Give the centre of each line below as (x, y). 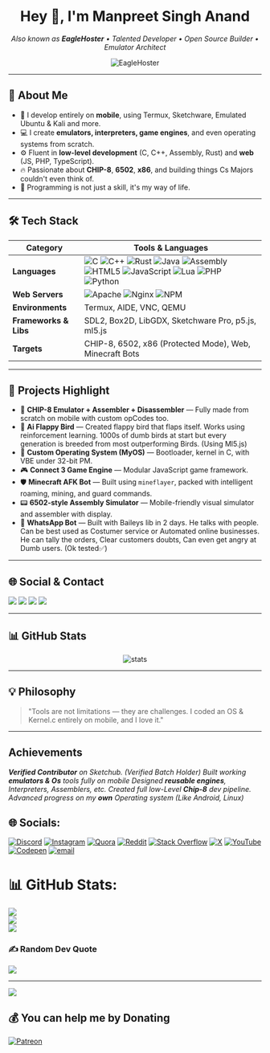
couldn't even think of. (57, 178)
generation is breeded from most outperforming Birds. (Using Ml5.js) (133, 444)
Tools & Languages (171, 247)
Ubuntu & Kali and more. (60, 123)
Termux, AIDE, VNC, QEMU (135, 307)
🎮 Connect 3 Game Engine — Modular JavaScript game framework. (134, 470)
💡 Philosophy (42, 692)
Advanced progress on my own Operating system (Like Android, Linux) (126, 798)
